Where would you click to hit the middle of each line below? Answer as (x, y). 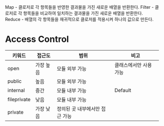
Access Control (37, 39)
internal (16, 90)
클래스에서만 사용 (133, 65)
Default (123, 90)
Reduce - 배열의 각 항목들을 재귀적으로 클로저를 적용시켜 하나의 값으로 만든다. (79, 19)
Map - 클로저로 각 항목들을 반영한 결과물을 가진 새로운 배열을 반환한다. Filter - (80, 7)
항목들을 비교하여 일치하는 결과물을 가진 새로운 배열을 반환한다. (83, 13)
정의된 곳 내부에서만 (78, 108)
